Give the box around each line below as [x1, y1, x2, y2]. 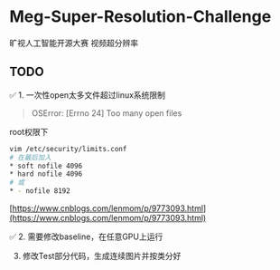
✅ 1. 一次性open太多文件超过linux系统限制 [9, 89, 165, 101]
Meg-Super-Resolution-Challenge [9, 6, 272, 27]
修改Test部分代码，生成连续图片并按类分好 [22, 251, 182, 261]
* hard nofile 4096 [9, 169, 83, 178]
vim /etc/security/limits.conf [9, 144, 127, 153]
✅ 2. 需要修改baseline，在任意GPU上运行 [9, 231, 163, 242]
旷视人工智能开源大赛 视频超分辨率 [9, 37, 138, 48]
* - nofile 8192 [9, 187, 70, 196]
